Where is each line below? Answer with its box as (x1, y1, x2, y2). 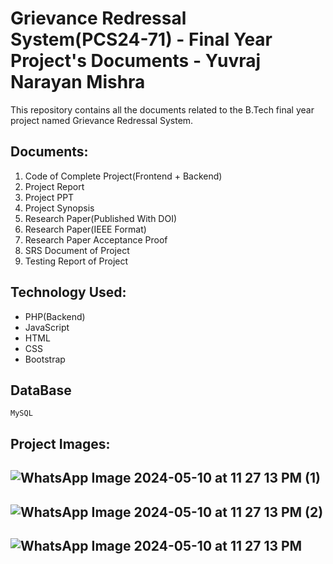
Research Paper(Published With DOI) (24, 212, 178, 224)
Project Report (24, 180, 85, 192)
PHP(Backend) (24, 310, 86, 322)
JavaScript (24, 321, 70, 333)
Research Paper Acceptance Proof (24, 233, 168, 246)
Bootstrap (24, 353, 66, 365)
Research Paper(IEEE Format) (24, 223, 147, 235)
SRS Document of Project (24, 244, 130, 256)
